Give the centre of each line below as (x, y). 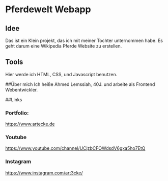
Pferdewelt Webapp (48, 9)
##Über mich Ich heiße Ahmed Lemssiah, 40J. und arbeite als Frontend (80, 84)
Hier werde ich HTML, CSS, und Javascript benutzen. (61, 74)
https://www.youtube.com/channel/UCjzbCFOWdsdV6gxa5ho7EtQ (75, 148)
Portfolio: (17, 112)
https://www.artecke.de (30, 124)
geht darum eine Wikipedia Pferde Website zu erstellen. (64, 46)
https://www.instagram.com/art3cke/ (44, 173)
